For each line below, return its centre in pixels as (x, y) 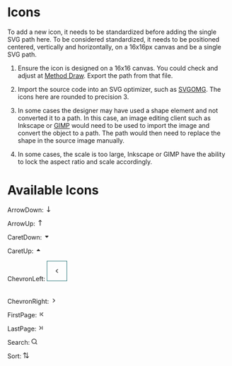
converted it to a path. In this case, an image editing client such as (114, 118)
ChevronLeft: (27, 278)
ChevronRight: (28, 301)
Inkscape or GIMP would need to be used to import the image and (114, 125)
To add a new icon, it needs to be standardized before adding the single (112, 32)
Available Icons (53, 190)
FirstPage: (22, 314)
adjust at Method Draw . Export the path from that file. (95, 76)
